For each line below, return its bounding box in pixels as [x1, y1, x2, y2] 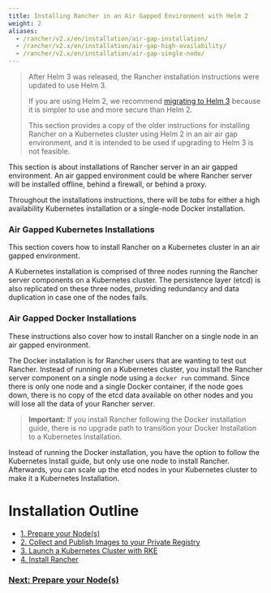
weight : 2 [8, 19, 42, 28]
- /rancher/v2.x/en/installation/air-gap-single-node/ [15, 49, 205, 58]
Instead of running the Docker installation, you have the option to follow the [8, 447, 260, 457]
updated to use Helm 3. [28, 80, 107, 90]
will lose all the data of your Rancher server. [8, 398, 156, 408]
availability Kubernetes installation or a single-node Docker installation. [8, 204, 246, 213]
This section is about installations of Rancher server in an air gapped [8, 162, 238, 171]
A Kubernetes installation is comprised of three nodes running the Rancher [8, 267, 258, 277]
